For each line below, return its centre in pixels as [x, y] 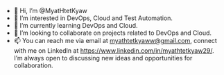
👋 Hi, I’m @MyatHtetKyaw [51, 11]
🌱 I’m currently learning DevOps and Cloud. [76, 25]
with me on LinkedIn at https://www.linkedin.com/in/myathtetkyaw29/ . [114, 51]
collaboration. [33, 65]
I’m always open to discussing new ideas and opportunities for [103, 58]
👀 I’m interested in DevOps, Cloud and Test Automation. [93, 18]
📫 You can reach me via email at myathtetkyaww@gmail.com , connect [115, 41]
